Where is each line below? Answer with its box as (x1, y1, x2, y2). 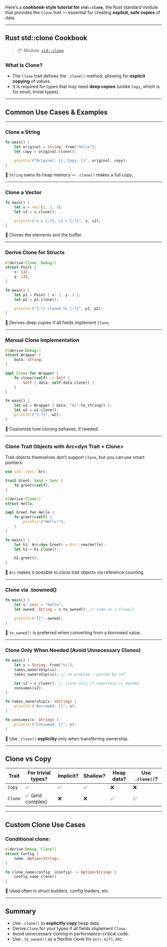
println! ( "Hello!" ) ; (23, 520, 66, 525)
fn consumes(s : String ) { (5, 717, 59, 722)
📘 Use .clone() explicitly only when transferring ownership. (5, 736, 129, 741)
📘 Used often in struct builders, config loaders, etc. (5, 888, 110, 894)
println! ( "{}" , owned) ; (14, 616, 64, 621)
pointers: (5, 460, 23, 466)
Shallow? (83, 772, 106, 779)
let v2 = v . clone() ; (14, 209, 57, 214)
